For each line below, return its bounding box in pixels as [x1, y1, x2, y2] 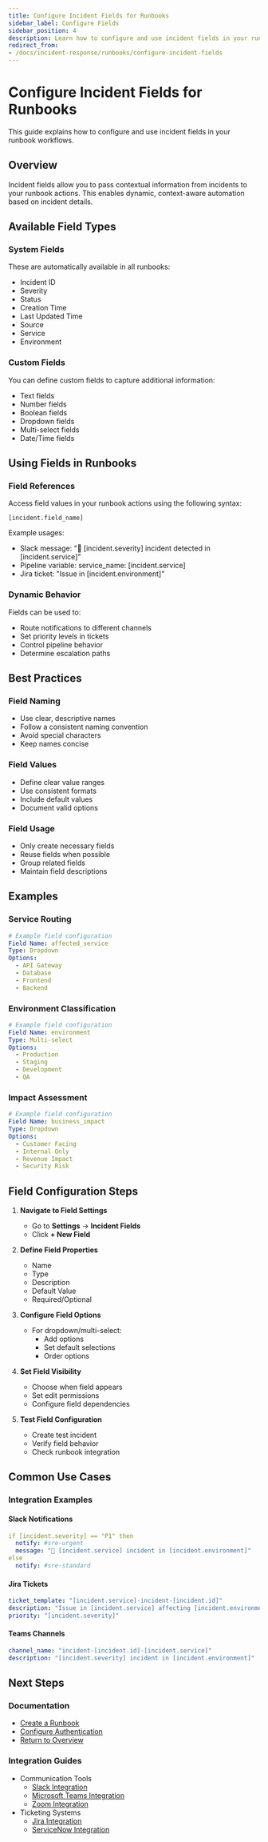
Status [19, 294, 41, 304]
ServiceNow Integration [31, 1824, 110, 1834]
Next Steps [8, 1676, 65, 1690]
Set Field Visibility [19, 1367, 81, 1376]
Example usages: [8, 528, 65, 538]
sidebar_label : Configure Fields [8, 19, 120, 27]
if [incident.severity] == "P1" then [8, 1532, 134, 1540]
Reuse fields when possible [19, 850, 110, 859]
